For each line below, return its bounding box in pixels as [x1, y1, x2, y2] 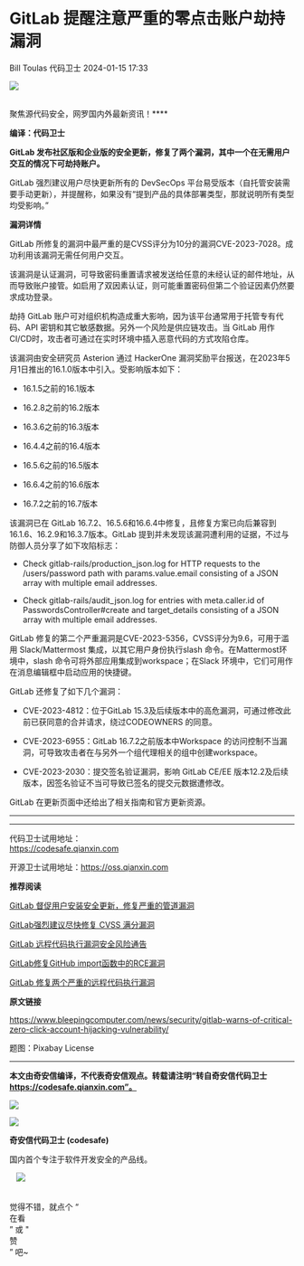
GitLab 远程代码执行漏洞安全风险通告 [9, 938, 147, 949]
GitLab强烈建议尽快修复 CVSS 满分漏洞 [9, 919, 156, 930]
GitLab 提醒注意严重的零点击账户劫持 [9, 8, 286, 29]
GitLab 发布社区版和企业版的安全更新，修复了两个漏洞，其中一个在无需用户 [9, 146, 290, 157]
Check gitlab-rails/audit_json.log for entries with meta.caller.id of [22, 594, 265, 606]
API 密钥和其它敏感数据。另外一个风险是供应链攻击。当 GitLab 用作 [24, 322, 275, 333]
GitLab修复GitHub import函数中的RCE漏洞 [9, 958, 166, 968]
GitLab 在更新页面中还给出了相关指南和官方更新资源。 [9, 797, 211, 808]
